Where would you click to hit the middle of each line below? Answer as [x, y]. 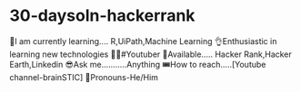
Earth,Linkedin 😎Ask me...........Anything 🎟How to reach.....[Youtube [138, 64]
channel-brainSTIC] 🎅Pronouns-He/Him [84, 77]
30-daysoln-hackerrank [102, 16]
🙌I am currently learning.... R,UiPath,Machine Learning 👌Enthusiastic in [143, 41]
